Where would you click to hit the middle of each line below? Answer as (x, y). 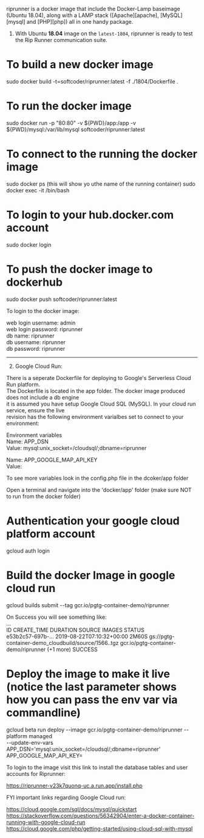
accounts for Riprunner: (36, 773)
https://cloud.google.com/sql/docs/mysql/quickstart (72, 809)
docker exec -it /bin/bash (38, 190)
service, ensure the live (36, 410)
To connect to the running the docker (102, 154)
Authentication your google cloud (93, 521)
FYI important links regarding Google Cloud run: (66, 797)
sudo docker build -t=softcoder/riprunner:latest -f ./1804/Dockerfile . (92, 81)
